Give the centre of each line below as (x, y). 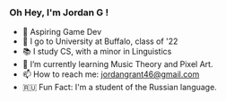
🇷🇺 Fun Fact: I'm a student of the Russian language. (119, 88)
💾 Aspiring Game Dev (62, 32)
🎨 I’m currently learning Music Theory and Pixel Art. (117, 64)
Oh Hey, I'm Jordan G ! (59, 13)
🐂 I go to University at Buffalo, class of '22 (100, 41)
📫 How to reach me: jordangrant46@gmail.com (111, 74)
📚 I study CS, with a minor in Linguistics (97, 52)
